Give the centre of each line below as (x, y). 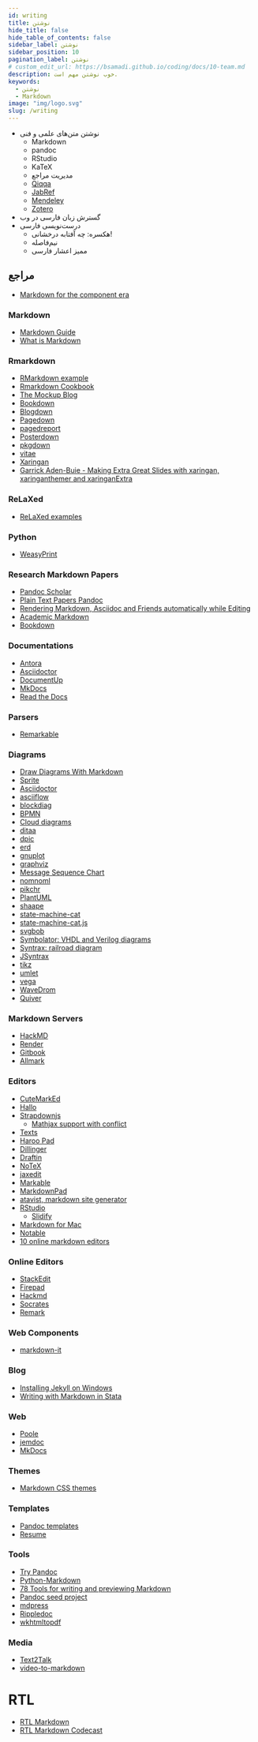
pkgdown (35, 445)
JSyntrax (34, 957)
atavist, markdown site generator (73, 1199)
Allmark (32, 1061)
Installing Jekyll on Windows (66, 1388)
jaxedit (30, 1174)
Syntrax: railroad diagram (61, 948)
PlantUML (36, 897)
